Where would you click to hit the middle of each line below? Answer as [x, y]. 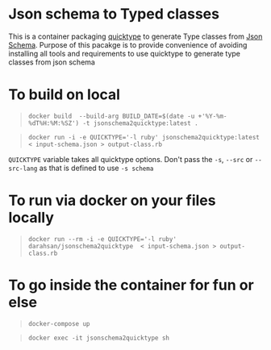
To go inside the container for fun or [131, 285]
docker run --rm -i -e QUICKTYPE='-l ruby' [102, 239]
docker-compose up [59, 323]
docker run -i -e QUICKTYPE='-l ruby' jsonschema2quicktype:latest [144, 137]
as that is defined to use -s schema [96, 168]
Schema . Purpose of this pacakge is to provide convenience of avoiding [128, 44]
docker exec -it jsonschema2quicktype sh [98, 338]
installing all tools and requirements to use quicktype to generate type [124, 53]
